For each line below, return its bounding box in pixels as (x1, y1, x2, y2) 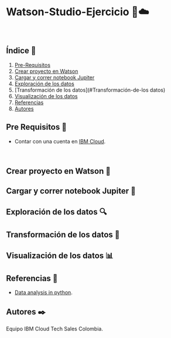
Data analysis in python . (14, 289, 73, 296)
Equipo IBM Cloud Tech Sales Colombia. (6, 325, 104, 333)
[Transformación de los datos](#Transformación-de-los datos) (14, 86, 166, 93)
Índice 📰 (6, 46, 36, 56)
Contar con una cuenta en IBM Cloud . (14, 138, 106, 145)
